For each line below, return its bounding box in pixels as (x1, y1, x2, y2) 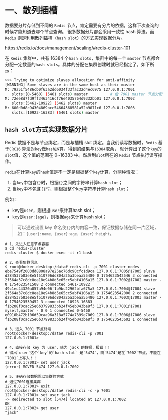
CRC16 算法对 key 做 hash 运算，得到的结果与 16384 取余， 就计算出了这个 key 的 (9, 146, 162, 152)
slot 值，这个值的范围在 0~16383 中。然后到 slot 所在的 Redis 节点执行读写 (5, 152, 158, 158)
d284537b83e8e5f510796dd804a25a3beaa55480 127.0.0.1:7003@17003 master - (5, 295, 162, 300)
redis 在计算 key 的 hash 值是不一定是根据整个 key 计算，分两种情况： (5, 169, 140, 175)
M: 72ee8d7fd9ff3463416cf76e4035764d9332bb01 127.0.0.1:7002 (5, 96, 135, 101)
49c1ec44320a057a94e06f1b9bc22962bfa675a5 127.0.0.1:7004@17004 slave (5, 286, 155, 291)
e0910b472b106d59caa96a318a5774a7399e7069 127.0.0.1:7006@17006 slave (5, 312, 155, 317)
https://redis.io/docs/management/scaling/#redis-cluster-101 (5, 45, 131, 51)
